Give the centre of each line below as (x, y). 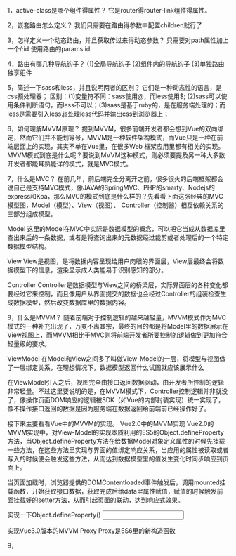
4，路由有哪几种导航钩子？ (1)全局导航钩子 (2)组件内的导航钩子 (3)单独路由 (116, 64)
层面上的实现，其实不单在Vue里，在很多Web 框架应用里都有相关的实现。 (119, 146)
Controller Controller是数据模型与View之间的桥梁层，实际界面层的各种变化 (115, 285)
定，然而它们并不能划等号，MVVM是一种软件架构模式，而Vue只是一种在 (112, 138)
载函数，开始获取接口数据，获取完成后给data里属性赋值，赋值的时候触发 (112, 491)
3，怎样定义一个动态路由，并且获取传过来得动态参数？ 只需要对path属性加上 (118, 40)
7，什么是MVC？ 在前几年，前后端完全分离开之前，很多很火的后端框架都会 (115, 179)
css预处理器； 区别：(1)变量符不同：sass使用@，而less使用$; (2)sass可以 (114, 96)
